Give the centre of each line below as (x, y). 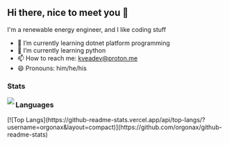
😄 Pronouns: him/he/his (52, 68)
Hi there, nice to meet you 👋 (68, 13)
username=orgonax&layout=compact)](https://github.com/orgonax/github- (114, 127)
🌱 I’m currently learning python (61, 50)
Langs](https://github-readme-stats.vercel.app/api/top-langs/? (116, 120)
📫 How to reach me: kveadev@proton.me (77, 58)
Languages (35, 105)
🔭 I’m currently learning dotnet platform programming (93, 43)
